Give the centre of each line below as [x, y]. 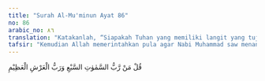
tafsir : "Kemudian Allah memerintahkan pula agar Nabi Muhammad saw [123, 45]
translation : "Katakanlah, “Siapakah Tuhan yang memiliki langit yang [127, 37]
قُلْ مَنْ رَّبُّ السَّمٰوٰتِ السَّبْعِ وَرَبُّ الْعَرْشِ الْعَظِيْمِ [75, 67]
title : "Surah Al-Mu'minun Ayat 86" [68, 15]
